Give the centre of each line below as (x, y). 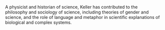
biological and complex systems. (39, 22)
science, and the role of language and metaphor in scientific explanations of (82, 17)
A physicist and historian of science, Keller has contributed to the (71, 7)
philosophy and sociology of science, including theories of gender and (77, 12)
